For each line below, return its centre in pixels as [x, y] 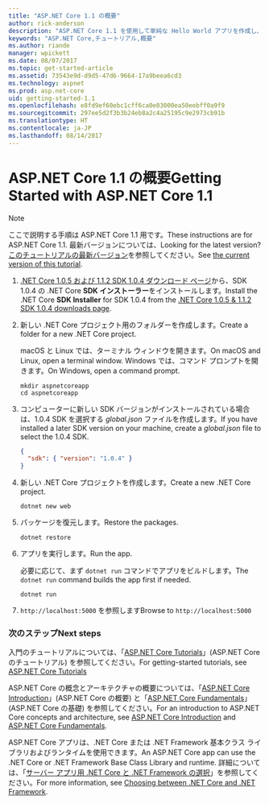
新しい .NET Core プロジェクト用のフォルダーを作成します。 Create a [134, 325]
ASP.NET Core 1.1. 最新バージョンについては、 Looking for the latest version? [135, 245]
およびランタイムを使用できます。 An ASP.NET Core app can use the [143, 752]
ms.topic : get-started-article [61, 68]
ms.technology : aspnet [46, 83]
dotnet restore [46, 538]
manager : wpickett [39, 53]
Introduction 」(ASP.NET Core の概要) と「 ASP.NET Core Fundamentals [126, 698]
